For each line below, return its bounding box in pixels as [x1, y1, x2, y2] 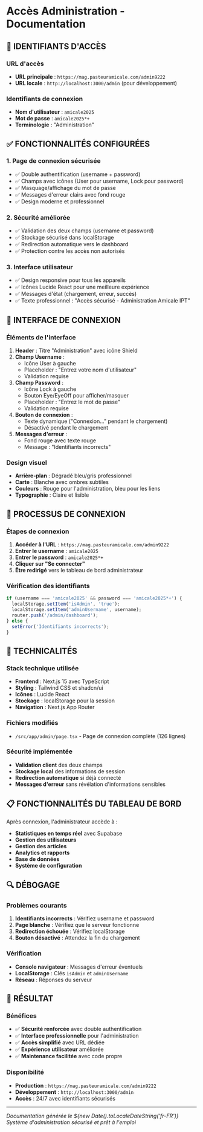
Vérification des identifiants [6, 582, 90, 591]
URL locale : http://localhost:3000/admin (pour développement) [14, 79, 177, 87]
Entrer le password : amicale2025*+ [14, 554, 104, 561]
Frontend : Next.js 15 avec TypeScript [14, 678, 109, 685]
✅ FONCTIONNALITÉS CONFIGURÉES [6, 139, 150, 149]
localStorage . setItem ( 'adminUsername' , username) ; [11, 607, 142, 613]
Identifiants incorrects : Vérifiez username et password [14, 915, 155, 922]
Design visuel [6, 459, 47, 467]
